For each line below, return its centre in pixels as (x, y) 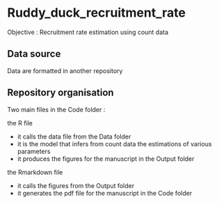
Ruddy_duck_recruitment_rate (97, 13)
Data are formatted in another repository (65, 70)
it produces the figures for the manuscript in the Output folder (106, 159)
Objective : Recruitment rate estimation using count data (88, 32)
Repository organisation (60, 93)
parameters (34, 151)
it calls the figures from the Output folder (75, 185)
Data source (34, 54)
